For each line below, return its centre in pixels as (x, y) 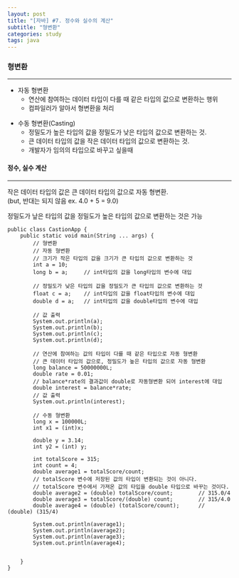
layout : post (27, 14)
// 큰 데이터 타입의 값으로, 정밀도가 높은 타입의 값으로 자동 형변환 (119, 361)
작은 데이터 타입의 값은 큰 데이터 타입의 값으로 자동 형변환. (88, 192)
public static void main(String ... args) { (87, 235)
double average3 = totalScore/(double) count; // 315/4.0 (132, 499)
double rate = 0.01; (63, 374)
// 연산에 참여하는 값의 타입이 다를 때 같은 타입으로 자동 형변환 (115, 354)
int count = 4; (55, 465)
